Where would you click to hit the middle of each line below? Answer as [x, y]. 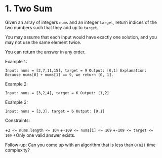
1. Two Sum [29, 9]
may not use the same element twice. [43, 42]
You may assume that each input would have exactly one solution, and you [81, 37]
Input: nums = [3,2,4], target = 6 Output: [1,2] [57, 93]
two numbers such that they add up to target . [52, 27]
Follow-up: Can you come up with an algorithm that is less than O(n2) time [80, 145]
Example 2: [17, 84]
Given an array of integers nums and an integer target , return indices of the [81, 22]
